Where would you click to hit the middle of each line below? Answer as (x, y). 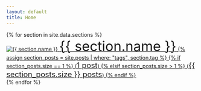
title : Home (21, 17)
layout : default (27, 12)
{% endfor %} (24, 82)
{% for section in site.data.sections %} (54, 34)
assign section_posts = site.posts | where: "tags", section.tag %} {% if (94, 57)
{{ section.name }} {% (123, 46)
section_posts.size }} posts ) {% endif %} (71, 74)
